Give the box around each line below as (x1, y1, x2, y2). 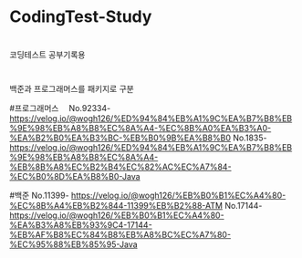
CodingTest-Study (9, 6, 152, 27)
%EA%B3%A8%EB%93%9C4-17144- (9, 219, 152, 230)
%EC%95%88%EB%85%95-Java (9, 239, 139, 250)
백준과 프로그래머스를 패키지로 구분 (9, 83, 134, 94)
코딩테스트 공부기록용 (9, 49, 86, 60)
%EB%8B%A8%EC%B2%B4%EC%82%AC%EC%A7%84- (9, 161, 232, 172)
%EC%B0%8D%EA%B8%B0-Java (9, 170, 141, 181)
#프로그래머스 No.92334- (9, 102, 111, 113)
